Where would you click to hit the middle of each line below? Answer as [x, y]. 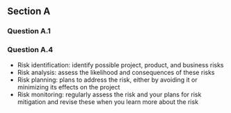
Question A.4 [30, 50]
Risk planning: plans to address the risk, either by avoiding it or [107, 80]
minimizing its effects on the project [69, 87]
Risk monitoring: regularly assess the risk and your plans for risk [109, 94]
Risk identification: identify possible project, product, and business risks [120, 64]
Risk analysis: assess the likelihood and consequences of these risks [116, 72]
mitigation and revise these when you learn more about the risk [108, 102]
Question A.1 [29, 31]
